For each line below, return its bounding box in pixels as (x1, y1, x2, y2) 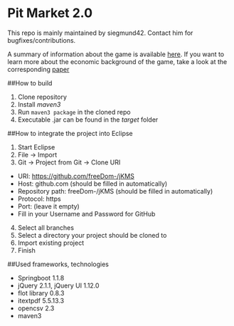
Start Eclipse (17, 142, 55, 151)
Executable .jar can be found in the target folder (17, 115, 159, 124)
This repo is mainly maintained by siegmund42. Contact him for (7, 28, 193, 37)
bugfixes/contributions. (7, 36, 76, 44)
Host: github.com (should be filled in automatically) (17, 179, 168, 188)
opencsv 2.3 (17, 304, 55, 312)
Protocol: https (17, 194, 62, 203)
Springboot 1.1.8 (17, 273, 65, 282)
